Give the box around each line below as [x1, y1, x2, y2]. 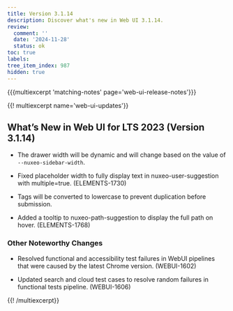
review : [7, 23, 30, 30]
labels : [7, 56, 30, 63]
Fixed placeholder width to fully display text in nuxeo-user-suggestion [17, 172, 219, 180]
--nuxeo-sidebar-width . [17, 158, 86, 167]
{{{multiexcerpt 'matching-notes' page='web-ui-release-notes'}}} [7, 88, 197, 96]
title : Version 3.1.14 [7, 10, 73, 17]
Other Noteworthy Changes [7, 238, 103, 248]
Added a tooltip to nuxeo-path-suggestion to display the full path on [17, 213, 213, 222]
